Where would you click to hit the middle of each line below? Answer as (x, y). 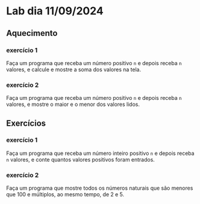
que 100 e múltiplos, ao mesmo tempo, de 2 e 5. (65, 194)
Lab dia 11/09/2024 (55, 11)
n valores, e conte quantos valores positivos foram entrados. (81, 159)
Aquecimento (32, 33)
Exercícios (26, 123)
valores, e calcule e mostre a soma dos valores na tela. (74, 69)
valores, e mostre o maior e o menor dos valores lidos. (73, 104)
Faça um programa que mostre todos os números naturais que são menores (100, 188)
